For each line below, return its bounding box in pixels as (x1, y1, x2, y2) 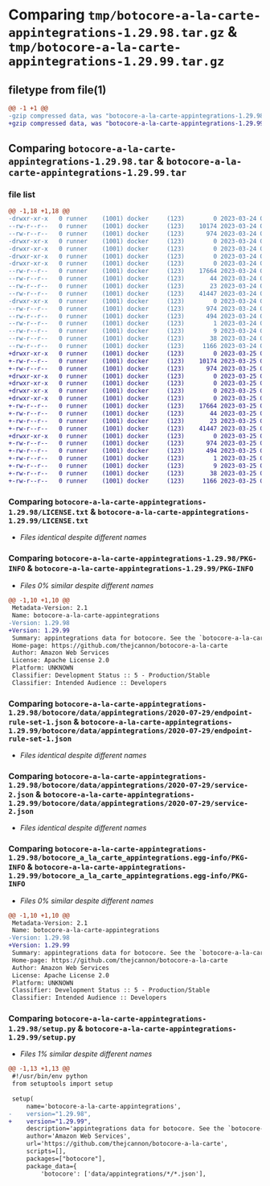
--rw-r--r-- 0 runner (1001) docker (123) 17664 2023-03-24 (8, 267, 257, 276)
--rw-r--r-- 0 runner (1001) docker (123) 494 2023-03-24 (8, 312, 257, 320)
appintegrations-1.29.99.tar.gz (8, 54, 225, 69)
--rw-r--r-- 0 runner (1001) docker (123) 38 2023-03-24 (8, 334, 257, 343)
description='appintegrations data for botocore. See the (26, 1125, 225, 1133)
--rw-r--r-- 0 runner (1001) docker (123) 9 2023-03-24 (8, 327, 257, 335)
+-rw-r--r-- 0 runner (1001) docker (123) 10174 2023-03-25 (8, 357, 257, 365)
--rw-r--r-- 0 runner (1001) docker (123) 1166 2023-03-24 (8, 342, 257, 350)
